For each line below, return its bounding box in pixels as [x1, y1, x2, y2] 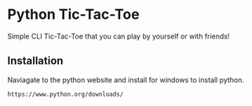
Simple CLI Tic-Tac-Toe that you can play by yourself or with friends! [7, 31, 230, 41]
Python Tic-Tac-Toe [7, 5, 140, 24]
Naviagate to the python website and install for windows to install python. [7, 75, 245, 84]
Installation [7, 54, 64, 68]
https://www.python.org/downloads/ [7, 90, 124, 98]
